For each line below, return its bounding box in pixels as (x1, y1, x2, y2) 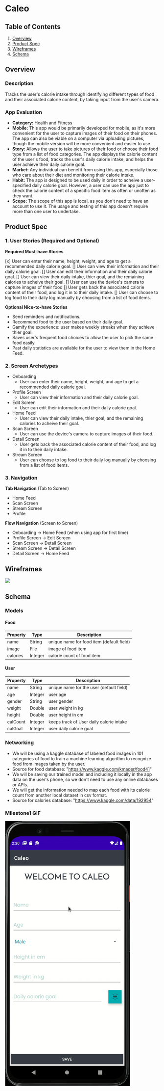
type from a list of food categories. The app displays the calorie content (12, 151, 158, 157)
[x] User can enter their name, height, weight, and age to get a (5, 258, 131, 264)
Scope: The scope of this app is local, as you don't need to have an (12, 198, 149, 204)
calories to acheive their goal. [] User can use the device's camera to (5, 279, 144, 285)
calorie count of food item (48, 652, 100, 658)
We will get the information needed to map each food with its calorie (12, 787, 150, 793)
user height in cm (48, 712, 84, 718)
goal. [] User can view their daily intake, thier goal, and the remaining (5, 273, 144, 280)
